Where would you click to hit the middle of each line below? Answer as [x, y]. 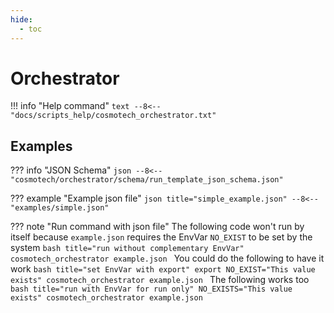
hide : [21, 19]
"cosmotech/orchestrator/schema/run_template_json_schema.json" [147, 180]
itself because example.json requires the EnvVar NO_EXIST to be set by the [161, 237]
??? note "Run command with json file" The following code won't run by [157, 227]
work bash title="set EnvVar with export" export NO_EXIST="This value [163, 269]
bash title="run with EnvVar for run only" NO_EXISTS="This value [151, 289]
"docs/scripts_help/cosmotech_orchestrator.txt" [113, 116]
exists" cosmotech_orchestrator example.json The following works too [160, 280]
